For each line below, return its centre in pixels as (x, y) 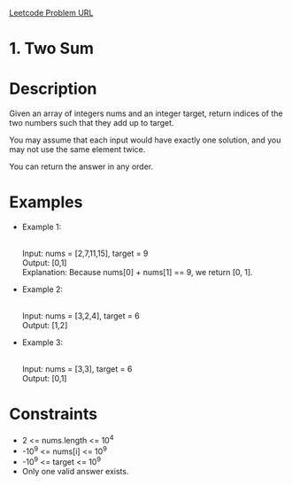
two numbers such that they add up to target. (92, 123)
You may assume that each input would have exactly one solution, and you (145, 140)
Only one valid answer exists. (75, 471)
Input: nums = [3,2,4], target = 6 (81, 316)
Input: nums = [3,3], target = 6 (77, 369)
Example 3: (42, 343)
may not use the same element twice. (77, 150)
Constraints (54, 414)
